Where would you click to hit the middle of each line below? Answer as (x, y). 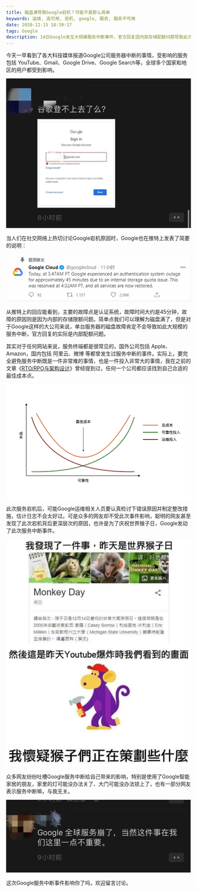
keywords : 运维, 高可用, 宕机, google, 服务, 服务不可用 (71, 18)
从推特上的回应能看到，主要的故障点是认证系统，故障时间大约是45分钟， (94, 311)
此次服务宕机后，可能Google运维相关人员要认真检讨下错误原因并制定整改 (94, 509)
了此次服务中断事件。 (32, 531)
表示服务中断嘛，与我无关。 (40, 791)
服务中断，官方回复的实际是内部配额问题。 (57, 334)
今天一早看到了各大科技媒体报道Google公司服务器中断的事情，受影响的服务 (97, 55)
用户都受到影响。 (37, 70)
